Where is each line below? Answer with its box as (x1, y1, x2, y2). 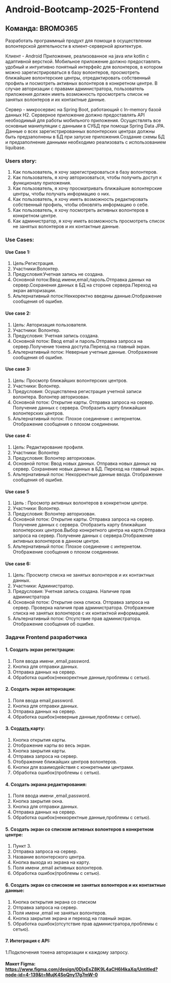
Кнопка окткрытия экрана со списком (12, 898, 96, 905)
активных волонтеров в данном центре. (12, 538, 101, 544)
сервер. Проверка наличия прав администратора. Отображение (12, 605, 155, 611)
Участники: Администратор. (12, 583, 75, 589)
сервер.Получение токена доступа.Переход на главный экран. (12, 343, 151, 350)
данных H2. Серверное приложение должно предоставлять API (5, 112, 145, 118)
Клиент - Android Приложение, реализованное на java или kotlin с (5, 53, 149, 59)
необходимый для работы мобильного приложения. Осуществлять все (5, 117, 161, 124)
